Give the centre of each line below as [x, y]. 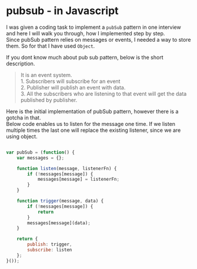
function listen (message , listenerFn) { [67, 168]
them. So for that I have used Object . [51, 46]
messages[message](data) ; [59, 223]
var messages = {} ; [41, 158]
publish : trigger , [50, 245]
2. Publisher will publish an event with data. [73, 87]
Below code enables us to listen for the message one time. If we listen [91, 124]
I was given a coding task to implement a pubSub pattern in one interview [94, 27]
